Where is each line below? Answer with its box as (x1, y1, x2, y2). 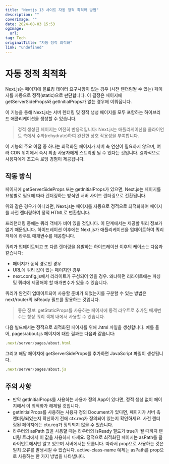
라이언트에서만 (12, 440, 41, 446)
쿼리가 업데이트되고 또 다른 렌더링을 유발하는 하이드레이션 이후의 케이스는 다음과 (5, 244, 163, 250)
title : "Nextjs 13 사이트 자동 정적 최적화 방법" (5, 7, 99, 13)
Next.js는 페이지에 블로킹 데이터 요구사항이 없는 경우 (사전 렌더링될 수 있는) (5, 86, 153, 92)
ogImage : (5, 26, 24, 31)
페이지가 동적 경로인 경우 (12, 261, 62, 267)
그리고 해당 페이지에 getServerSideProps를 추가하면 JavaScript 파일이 (5, 351, 146, 357)
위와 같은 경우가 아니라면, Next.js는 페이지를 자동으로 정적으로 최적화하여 (5, 203, 149, 209)
